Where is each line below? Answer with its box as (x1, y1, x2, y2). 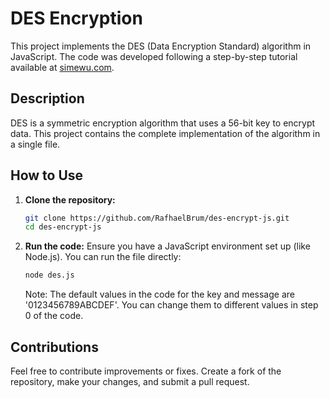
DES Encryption (10, 7, 143, 30)
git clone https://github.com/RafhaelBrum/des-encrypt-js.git (24, 213, 290, 223)
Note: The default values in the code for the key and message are (24, 288, 295, 301)
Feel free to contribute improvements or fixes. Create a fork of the (10, 365, 282, 377)
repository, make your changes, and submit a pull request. (10, 376, 250, 387)
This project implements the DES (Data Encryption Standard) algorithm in (10, 40, 312, 52)
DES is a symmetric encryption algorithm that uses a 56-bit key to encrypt (10, 117, 316, 129)
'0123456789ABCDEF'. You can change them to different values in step (24, 299, 319, 311)
